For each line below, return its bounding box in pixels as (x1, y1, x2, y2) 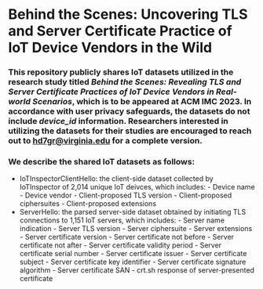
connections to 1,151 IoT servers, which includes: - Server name (19, 215, 225, 225)
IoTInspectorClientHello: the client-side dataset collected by (19, 174, 214, 183)
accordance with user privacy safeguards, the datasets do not (8, 106, 250, 117)
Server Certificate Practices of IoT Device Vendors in (8, 86, 214, 97)
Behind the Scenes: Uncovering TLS (8, 5, 249, 23)
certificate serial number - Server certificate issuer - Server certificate (19, 249, 247, 258)
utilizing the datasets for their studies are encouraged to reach (8, 125, 252, 136)
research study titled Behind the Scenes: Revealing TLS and (8, 77, 242, 88)
